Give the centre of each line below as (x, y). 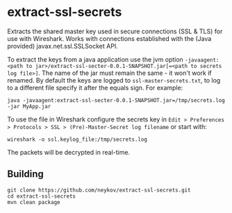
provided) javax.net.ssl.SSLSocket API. (63, 46)
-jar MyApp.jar (29, 106)
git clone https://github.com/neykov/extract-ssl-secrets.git (99, 190)
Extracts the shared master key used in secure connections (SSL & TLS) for (115, 31)
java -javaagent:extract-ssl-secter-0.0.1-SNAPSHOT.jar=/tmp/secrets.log (116, 100)
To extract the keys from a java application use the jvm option (96, 59)
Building (25, 174)
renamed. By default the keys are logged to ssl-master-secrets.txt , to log (114, 80)
